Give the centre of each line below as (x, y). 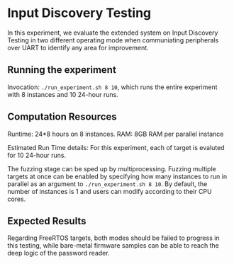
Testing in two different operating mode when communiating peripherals (113, 40)
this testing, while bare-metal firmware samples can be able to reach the (113, 246)
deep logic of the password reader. (58, 253)
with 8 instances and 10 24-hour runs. (63, 94)
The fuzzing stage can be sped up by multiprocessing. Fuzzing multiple (112, 168)
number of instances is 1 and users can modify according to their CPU (110, 191)
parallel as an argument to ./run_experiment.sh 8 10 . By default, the (107, 184)
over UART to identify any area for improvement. (78, 47)
